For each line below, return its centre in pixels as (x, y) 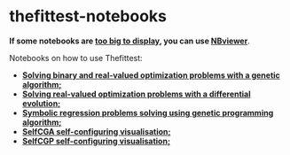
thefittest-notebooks (88, 16)
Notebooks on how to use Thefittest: (76, 58)
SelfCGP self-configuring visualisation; (96, 141)
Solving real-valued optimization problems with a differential (136, 94)
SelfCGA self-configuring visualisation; (96, 131)
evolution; (41, 103)
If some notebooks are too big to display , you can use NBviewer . (129, 41)
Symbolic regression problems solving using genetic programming (148, 112)
